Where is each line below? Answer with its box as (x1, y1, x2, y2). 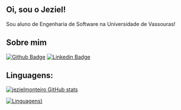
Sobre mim (6, 38, 47, 48)
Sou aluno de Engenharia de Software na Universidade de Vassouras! (6, 20, 176, 27)
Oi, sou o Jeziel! (6, 5, 66, 15)
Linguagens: (6, 70, 53, 80)
